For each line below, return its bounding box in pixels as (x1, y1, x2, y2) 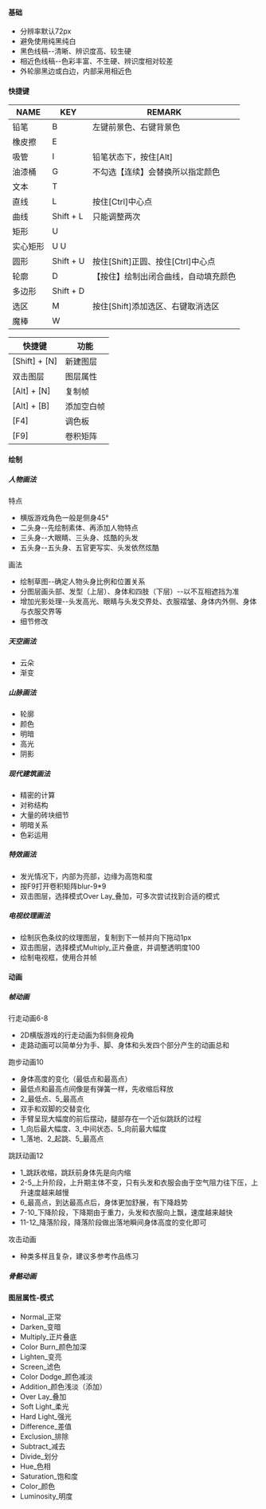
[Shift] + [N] (12, 355, 58, 366)
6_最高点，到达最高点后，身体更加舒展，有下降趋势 (19, 1197, 189, 1207)
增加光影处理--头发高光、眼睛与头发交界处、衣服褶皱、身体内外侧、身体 (19, 596, 257, 606)
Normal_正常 (19, 1311, 62, 1322)
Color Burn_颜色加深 (19, 1342, 87, 1351)
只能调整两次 (92, 211, 141, 222)
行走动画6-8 (8, 1013, 49, 1023)
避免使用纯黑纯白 (19, 37, 76, 46)
